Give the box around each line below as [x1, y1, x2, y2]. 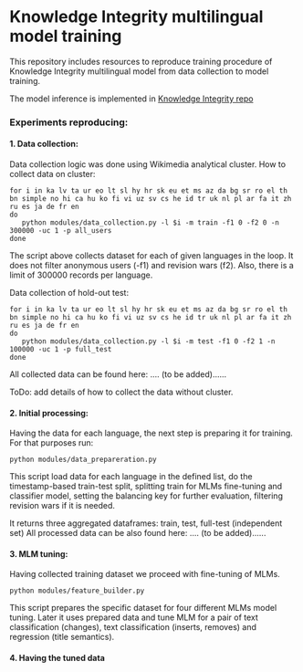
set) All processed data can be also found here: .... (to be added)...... [9, 528, 266, 539]
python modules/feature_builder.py [9, 586, 145, 595]
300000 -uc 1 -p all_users [9, 226, 112, 236]
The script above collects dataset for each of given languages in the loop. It [9, 250, 294, 261]
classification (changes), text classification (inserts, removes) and [9, 622, 257, 633]
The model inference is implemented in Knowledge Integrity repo [9, 93, 254, 104]
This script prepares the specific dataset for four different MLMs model [9, 603, 277, 614]
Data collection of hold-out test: [9, 288, 130, 299]
